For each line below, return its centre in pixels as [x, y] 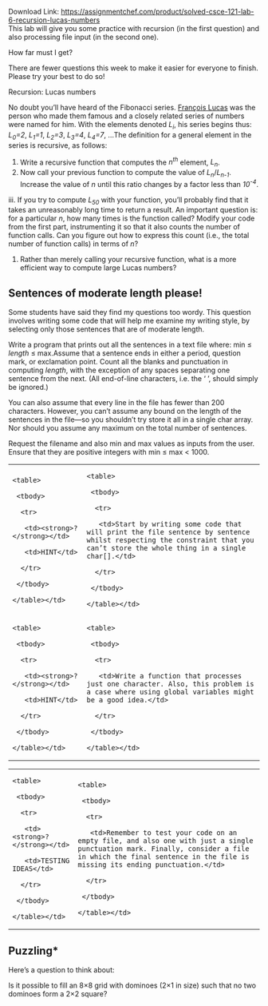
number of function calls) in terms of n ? [73, 244]
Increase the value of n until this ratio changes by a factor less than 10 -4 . [139, 183]
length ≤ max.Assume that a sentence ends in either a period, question [125, 353]
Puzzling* [33, 950]
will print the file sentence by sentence [168, 532]
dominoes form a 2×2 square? [58, 993]
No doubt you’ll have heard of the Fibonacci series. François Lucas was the [132, 107]
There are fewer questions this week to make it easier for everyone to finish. [134, 68]
